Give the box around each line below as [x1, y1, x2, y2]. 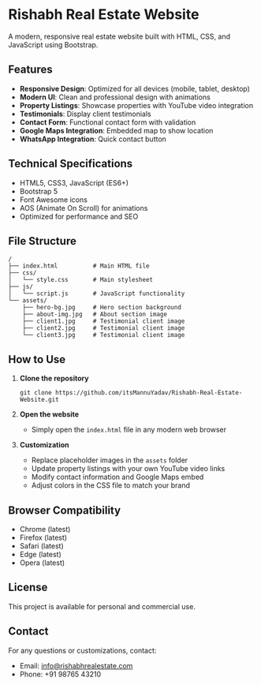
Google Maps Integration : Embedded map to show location [19, 125, 214, 135]
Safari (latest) [19, 541, 65, 550]
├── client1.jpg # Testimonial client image [22, 317, 185, 325]
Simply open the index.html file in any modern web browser [31, 425, 227, 435]
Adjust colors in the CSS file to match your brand [31, 481, 191, 490]
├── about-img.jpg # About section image [22, 310, 168, 319]
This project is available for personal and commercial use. [8, 601, 196, 611]
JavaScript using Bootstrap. [8, 39, 99, 49]
